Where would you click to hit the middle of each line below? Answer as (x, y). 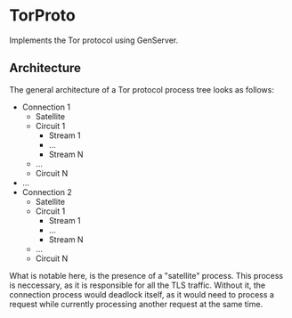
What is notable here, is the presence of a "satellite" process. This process (146, 275)
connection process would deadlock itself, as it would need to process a (142, 294)
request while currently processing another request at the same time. (136, 304)
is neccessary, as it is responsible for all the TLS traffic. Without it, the (138, 285)
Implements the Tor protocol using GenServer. (94, 40)
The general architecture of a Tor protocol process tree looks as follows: (142, 89)
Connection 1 (46, 107)
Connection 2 (47, 192)
